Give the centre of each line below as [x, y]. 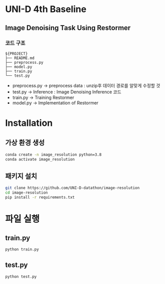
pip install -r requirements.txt [40, 197]
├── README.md [20, 58]
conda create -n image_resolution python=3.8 [53, 155]
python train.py [22, 249]
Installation [29, 123]
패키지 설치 [21, 176]
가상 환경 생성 [25, 143]
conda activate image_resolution [40, 159]
